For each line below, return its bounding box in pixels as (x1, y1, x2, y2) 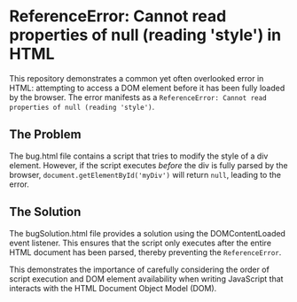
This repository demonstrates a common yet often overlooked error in (9, 73, 264, 83)
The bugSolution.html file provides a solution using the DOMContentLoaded (9, 228, 286, 238)
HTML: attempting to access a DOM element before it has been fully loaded (9, 82, 285, 93)
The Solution (9, 205, 82, 220)
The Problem (9, 127, 82, 143)
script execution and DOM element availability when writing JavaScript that (9, 273, 284, 284)
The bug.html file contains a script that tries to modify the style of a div (9, 151, 269, 161)
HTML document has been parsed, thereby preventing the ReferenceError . (9, 246, 282, 258)
